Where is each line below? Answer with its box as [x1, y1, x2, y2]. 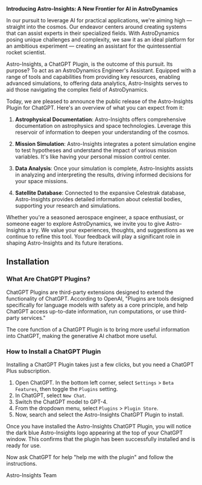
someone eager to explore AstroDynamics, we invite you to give [6, 220, 165, 227]
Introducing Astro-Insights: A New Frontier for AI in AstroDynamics [6, 5, 178, 12]
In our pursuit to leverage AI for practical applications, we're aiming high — [6, 17, 192, 23]
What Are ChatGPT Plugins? [6, 275, 90, 283]
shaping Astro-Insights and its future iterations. [6, 239, 124, 246]
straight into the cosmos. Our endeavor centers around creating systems [6, 23, 187, 30]
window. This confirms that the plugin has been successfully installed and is [6, 435, 195, 442]
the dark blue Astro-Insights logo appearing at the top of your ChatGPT [6, 429, 183, 436]
